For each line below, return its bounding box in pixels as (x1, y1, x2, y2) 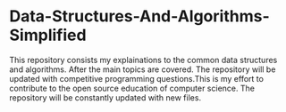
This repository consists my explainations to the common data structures (9, 54, 278, 65)
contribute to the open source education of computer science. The (9, 83, 255, 93)
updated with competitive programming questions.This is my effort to (9, 73, 264, 84)
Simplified (9, 25, 87, 45)
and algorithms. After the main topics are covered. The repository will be (9, 64, 276, 75)
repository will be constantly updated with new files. (9, 92, 202, 103)
